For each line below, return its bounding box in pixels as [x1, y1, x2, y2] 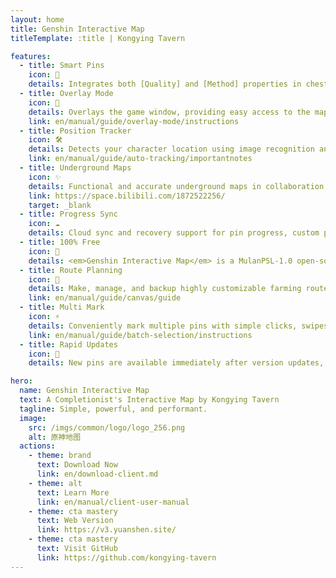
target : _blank [28, 200, 92, 210]
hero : [10, 376, 33, 386]
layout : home [10, 14, 65, 25]
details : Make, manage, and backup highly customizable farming [28, 284, 302, 294]
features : [10, 51, 52, 61]
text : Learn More [36, 487, 110, 498]
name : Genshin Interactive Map [19, 386, 150, 396]
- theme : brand [28, 451, 92, 461]
